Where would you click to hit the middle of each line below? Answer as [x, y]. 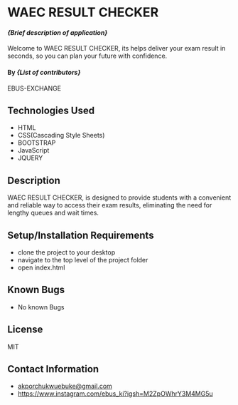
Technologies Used [51, 110]
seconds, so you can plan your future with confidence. [87, 56]
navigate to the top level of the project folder [83, 260]
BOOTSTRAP [37, 143]
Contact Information [53, 369]
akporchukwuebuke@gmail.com [65, 386]
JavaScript [33, 150]
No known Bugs [41, 307]
